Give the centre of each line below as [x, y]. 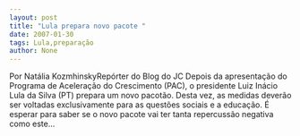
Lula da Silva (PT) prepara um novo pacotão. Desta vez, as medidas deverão [150, 96]
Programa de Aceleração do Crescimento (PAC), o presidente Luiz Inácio [144, 86]
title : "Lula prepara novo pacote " [77, 26]
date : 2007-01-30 [42, 34]
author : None [34, 51]
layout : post [34, 17]
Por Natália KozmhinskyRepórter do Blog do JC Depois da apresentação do [149, 76]
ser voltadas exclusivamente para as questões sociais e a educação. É [140, 105]
